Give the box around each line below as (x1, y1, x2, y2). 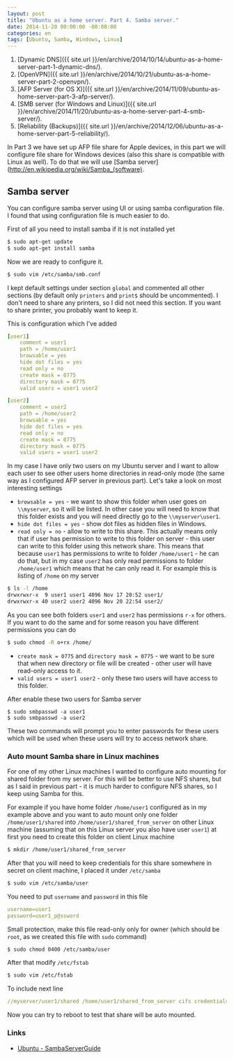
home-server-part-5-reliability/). (17, 130, 110, 138)
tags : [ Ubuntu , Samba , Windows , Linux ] (7, 36, 123, 43)
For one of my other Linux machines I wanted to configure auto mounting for (7, 767, 226, 776)
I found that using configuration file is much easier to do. (7, 211, 170, 220)
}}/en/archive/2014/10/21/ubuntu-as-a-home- (79, 70, 211, 79)
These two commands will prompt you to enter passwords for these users (7, 726, 219, 735)
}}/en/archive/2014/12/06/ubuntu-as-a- (110, 122, 224, 130)
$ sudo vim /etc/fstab (7, 972, 73, 979)
